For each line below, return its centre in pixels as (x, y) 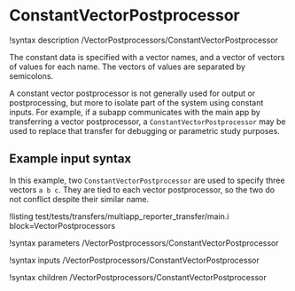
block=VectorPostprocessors (62, 225)
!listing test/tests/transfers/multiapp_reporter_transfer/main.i (119, 216)
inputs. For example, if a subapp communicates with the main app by (135, 112)
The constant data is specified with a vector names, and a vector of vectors (147, 57)
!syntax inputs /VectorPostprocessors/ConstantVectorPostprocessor (134, 260)
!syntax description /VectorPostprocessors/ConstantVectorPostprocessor (144, 40)
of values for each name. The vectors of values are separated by (128, 67)
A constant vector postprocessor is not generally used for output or (132, 93)
